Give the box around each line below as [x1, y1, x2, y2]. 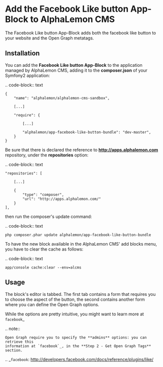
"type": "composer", [22, 192, 64, 197]
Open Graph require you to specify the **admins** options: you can [5, 335, 147, 340]
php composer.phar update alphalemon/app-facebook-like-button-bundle [5, 232, 151, 237]
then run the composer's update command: [5, 213, 92, 219]
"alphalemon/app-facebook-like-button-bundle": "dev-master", [22, 130, 151, 135]
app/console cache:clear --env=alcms [5, 265, 82, 270]
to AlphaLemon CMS [30, 14, 115, 25]
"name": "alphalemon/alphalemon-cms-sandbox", [14, 96, 110, 100]
